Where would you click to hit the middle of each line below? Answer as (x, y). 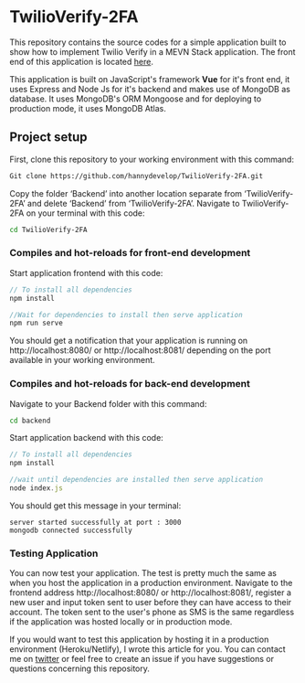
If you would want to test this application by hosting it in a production (139, 640)
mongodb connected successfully (71, 530)
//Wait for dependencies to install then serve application (126, 315)
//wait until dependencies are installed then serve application (136, 480)
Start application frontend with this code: (86, 272)
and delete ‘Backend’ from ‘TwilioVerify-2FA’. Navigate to (133, 203)
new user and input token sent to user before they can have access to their (151, 603)
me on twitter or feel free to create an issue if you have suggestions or (142, 659)
